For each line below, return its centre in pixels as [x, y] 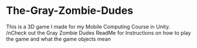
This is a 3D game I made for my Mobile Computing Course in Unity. [88, 27]
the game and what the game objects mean [59, 39]
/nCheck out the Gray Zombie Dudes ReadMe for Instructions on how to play [98, 32]
